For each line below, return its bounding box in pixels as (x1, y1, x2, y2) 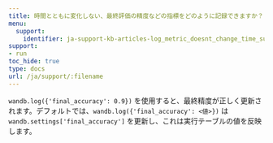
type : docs (8, 65, 45, 73)
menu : (8, 19, 27, 28)
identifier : (23, 34, 63, 43)
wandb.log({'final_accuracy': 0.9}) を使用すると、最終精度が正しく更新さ (8, 95, 262, 106)
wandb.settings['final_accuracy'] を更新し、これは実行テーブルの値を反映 (8, 115, 262, 126)
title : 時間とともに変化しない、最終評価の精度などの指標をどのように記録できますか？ (8, 11, 264, 20)
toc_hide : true (8, 58, 60, 66)
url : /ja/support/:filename (8, 72, 104, 80)
